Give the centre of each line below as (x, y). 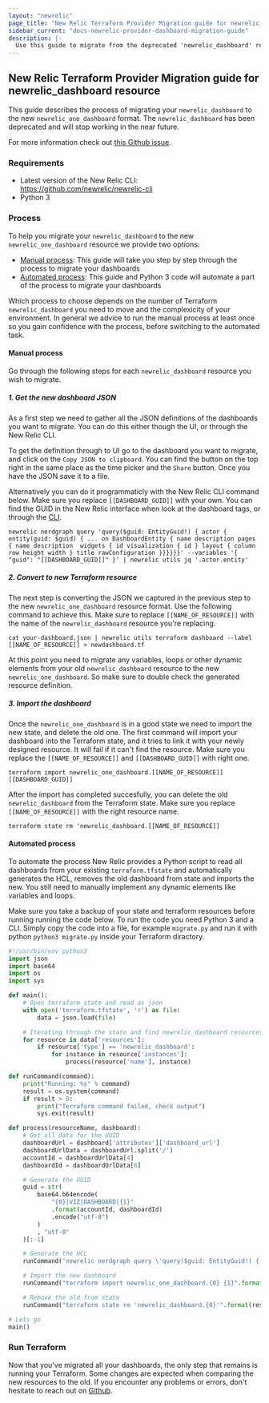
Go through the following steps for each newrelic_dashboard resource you (130, 371)
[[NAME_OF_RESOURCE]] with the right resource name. (94, 811)
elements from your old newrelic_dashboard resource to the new (114, 668)
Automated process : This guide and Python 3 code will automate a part (137, 276)
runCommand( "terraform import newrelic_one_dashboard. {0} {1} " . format (143, 1283)
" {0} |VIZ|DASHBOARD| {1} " (92, 1202)
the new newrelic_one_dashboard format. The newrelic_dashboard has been (132, 118)
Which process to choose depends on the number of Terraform (113, 300)
